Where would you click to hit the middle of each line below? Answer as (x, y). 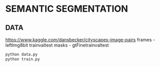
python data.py (22, 54)
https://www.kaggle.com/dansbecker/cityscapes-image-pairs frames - (80, 40)
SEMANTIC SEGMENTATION (67, 9)
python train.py (23, 59)
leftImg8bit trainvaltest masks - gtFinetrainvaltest (57, 45)
